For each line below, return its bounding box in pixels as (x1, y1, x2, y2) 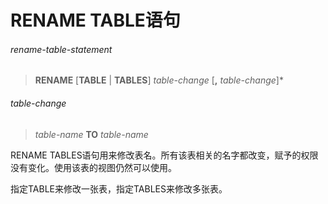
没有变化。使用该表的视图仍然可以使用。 (10, 161, 177, 173)
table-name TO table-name (34, 128, 149, 140)
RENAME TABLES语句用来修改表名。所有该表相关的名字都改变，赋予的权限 (10, 149, 319, 161)
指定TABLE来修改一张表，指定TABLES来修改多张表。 (10, 182, 228, 195)
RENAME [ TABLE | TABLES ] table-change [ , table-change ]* (34, 74, 284, 86)
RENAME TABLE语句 (10, 9, 181, 32)
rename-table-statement (10, 43, 113, 55)
